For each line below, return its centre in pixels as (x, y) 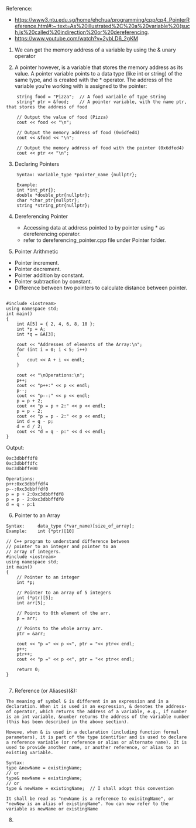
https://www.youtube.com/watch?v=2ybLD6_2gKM (76, 38)
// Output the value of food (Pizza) (63, 117)
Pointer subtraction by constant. (53, 281)
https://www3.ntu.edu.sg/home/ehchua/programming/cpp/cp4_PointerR (102, 20)
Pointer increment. (37, 263)
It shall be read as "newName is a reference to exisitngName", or (90, 799)
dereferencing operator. (52, 234)
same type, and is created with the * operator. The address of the (93, 80)
